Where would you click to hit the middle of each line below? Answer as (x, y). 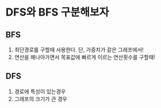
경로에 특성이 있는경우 (40, 91)
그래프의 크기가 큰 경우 (41, 98)
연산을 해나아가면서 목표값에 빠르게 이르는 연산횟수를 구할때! (85, 57)
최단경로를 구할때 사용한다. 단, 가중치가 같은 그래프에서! (79, 50)
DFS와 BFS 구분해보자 (57, 12)
